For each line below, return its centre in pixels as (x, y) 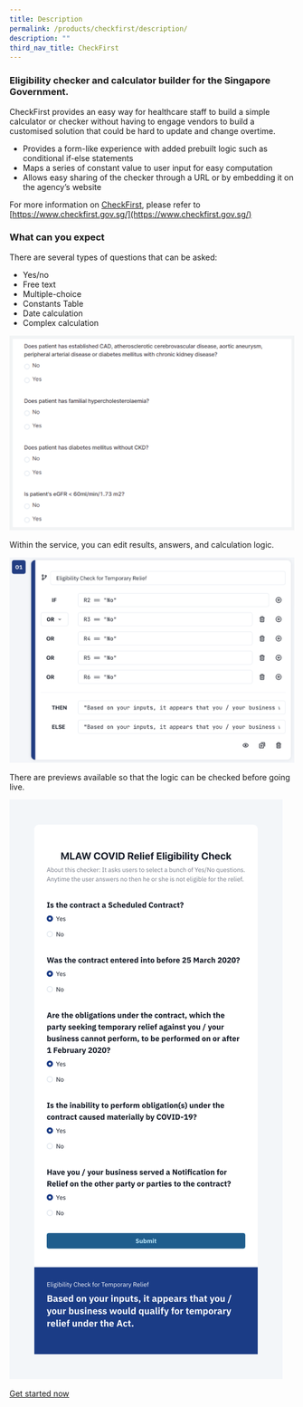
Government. (39, 92)
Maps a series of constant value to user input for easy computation (147, 167)
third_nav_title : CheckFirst (64, 48)
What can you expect (57, 237)
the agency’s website (62, 187)
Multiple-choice (52, 293)
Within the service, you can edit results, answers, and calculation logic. (142, 544)
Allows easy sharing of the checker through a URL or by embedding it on (158, 177)
